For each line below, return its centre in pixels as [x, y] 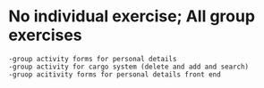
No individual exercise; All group [132, 16]
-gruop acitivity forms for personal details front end [115, 74]
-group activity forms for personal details [93, 59]
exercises [45, 35]
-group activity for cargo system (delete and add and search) [129, 67]
